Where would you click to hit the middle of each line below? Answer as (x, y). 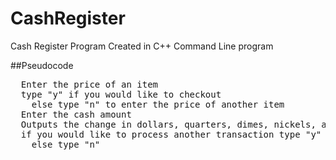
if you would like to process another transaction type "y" (171, 134)
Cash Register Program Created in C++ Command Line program (142, 46)
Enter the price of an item (89, 84)
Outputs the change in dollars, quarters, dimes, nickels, (168, 124)
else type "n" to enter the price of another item (158, 104)
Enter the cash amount (76, 114)
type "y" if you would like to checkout (121, 94)
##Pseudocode (42, 65)
